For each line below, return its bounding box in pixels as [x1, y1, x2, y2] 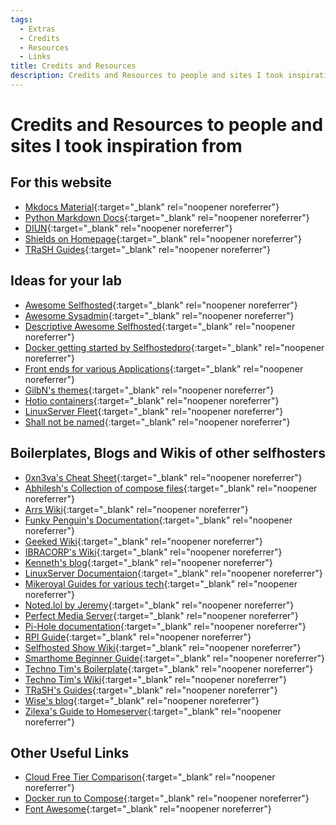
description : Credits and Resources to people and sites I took [10, 71, 284, 81]
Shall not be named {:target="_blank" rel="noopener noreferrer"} [24, 416, 291, 428]
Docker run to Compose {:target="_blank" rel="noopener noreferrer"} [24, 792, 310, 805]
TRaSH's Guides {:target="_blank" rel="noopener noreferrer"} [24, 684, 278, 696]
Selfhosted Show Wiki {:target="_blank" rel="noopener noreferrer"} [24, 641, 302, 653]
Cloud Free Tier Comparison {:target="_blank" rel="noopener [24, 771, 276, 783]
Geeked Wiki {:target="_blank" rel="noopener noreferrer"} [24, 535, 263, 547]
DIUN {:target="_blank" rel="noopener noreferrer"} [24, 222, 233, 234]
